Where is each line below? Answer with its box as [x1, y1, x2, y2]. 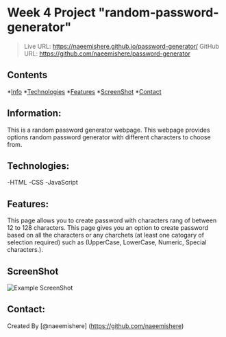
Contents [7, 69, 48, 81]
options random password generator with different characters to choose [7, 132, 211, 141]
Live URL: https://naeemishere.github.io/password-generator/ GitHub [23, 42, 219, 50]
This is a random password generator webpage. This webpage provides [7, 126, 210, 134]
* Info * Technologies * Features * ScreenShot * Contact [7, 87, 162, 95]
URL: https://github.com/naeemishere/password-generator [23, 49, 190, 58]
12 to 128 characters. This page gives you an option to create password [7, 224, 209, 232]
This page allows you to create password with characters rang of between [7, 216, 217, 224]
